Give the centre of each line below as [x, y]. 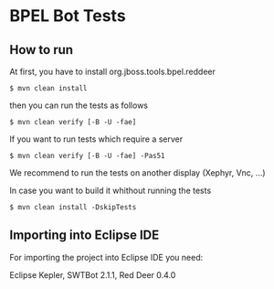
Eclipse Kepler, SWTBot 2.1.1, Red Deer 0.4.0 [93, 274]
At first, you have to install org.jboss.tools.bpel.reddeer [113, 71]
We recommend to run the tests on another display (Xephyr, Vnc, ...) [138, 173]
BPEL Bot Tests [68, 16]
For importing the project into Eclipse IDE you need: [106, 257]
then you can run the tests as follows [79, 105]
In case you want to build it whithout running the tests [111, 190]
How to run [42, 50]
